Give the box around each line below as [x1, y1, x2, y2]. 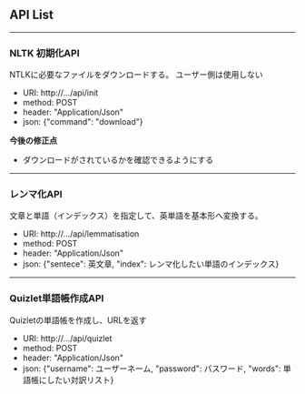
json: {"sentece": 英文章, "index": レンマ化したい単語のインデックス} [22, 258, 280, 269]
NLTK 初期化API [9, 46, 80, 59]
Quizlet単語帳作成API [9, 292, 104, 305]
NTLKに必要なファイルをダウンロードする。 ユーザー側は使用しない [9, 69, 263, 80]
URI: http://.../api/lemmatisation [22, 228, 140, 239]
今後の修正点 [9, 136, 57, 146]
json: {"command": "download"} [22, 116, 143, 127]
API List [9, 7, 54, 23]
